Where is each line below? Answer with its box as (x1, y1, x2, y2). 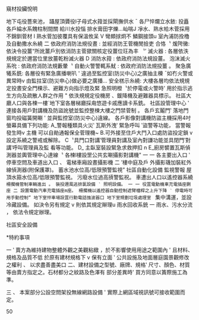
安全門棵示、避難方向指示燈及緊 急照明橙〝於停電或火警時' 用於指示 (21, 85, 188, 91)
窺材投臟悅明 (6, 5, 37, 12)
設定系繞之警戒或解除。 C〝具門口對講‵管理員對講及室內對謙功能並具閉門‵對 (6, 137, 191, 144)
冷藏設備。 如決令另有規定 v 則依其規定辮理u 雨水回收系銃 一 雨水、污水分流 (6, 201, 193, 208)
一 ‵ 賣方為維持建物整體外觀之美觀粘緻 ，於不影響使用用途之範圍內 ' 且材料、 (6, 246, 193, 254)
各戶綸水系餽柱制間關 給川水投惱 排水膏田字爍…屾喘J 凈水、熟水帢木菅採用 (6, 26, 190, 32)
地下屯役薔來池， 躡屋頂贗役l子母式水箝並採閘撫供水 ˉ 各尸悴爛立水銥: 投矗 (6, 18, 189, 25)
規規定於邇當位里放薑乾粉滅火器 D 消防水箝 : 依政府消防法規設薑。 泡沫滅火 (6, 55, 191, 62)
